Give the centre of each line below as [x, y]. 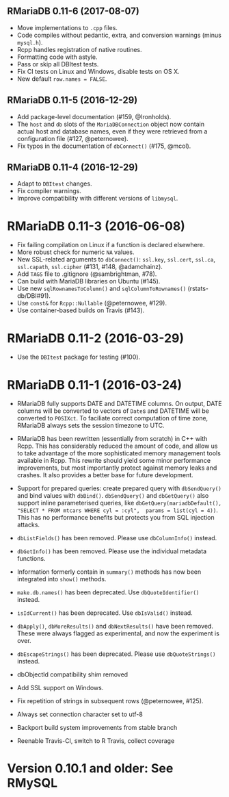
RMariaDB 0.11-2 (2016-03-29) [96, 338]
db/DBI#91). [34, 296]
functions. [31, 559]
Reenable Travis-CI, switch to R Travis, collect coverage [96, 741]
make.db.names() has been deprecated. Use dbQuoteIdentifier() [108, 592]
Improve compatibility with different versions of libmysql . [97, 199]
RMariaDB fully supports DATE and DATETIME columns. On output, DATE [119, 404]
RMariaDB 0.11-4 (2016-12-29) [73, 167]
